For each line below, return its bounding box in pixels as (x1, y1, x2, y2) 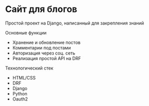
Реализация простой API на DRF (12, 55, 81, 61)
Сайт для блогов (5, 3, 77, 15)
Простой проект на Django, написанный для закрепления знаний (5, 20, 144, 26)
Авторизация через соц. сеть (12, 50, 75, 56)
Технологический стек (5, 65, 53, 71)
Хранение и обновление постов (12, 39, 81, 45)
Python (12, 90, 27, 96)
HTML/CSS (12, 74, 36, 80)
